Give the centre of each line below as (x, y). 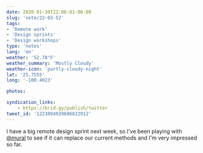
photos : (16, 91)
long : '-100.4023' (30, 80)
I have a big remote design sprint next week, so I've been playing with (94, 131)
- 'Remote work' (27, 29)
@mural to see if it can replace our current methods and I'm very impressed (102, 138)
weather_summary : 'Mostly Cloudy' (50, 63)
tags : (13, 23)
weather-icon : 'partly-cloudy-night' (54, 69)
